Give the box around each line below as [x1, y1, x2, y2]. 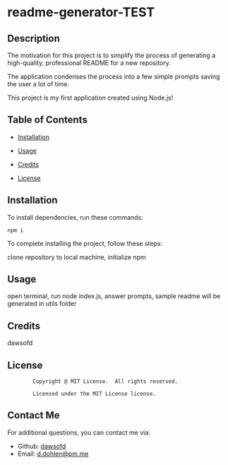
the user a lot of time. [7, 80, 70, 88]
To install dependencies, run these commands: [7, 213, 143, 221]
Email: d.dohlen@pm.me [17, 449, 89, 458]
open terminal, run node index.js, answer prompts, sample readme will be [7, 292, 221, 300]
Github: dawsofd [17, 442, 66, 450]
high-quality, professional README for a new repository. [7, 59, 172, 67]
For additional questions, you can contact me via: [7, 428, 150, 437]
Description [7, 33, 60, 45]
